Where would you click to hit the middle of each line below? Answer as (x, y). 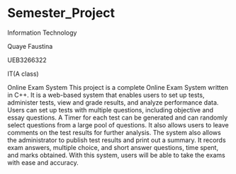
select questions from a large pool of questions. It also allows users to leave (118, 124)
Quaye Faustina (30, 46)
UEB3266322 (27, 60)
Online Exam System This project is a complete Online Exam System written (118, 87)
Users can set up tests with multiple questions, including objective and (111, 110)
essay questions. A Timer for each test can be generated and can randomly (118, 117)
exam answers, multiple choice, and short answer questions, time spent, (113, 147)
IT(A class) (23, 74)
